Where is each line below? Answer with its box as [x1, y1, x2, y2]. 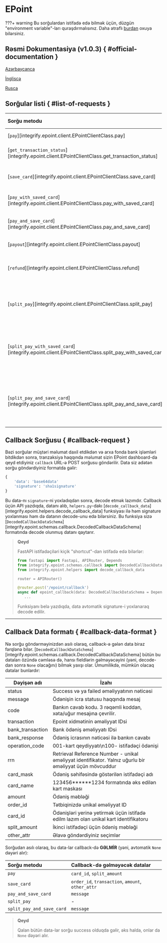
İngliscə [5, 76, 21, 82]
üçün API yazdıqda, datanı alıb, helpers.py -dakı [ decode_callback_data [5, 503, 150, 509]
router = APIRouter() [17, 576, 62, 581]
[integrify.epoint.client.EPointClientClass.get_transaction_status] [7, 153, 158, 160]
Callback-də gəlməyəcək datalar [71, 861, 151, 868]
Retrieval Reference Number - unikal [52, 750, 139, 757]
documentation [5, 53, 54, 61]
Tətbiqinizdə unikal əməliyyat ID [52, 801, 127, 808]
